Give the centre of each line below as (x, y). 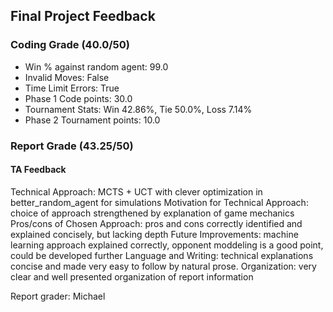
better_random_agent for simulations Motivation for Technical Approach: (159, 202)
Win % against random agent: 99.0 (96, 66)
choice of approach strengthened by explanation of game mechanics (152, 213)
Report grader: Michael (58, 296)
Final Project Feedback (83, 16)
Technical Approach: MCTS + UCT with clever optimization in (136, 191)
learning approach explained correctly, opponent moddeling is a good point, (167, 245)
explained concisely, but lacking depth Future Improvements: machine (154, 234)
